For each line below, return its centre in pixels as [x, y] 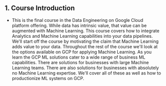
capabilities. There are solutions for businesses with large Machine [80, 62]
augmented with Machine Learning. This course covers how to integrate [85, 31]
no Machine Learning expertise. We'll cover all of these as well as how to [86, 73]
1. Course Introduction [40, 8]
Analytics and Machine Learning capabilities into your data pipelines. [82, 36]
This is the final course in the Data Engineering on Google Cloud [78, 20]
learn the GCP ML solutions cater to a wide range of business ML [79, 57]
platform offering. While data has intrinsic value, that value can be [79, 25]
